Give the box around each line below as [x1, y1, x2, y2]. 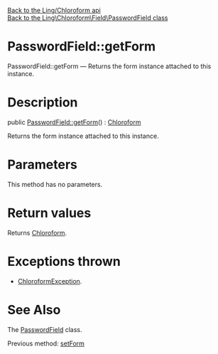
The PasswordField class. [7, 325, 82, 333]
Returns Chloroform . [7, 228, 67, 237]
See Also [7, 301, 61, 318]
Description [7, 95, 78, 111]
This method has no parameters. [7, 180, 103, 188]
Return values [7, 205, 92, 221]
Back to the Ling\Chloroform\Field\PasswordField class [7, 14, 168, 22]
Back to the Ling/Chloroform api [7, 6, 101, 14]
